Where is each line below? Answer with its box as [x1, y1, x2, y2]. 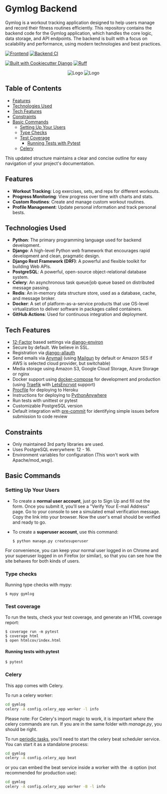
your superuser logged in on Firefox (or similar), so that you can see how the [5, 553, 162, 559]
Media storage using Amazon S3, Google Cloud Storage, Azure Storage [12, 366, 159, 372]
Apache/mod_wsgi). [12, 457, 54, 463]
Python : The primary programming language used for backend [12, 237, 142, 243]
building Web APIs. [12, 263, 51, 270]
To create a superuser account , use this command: [12, 529, 118, 535]
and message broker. [12, 295, 56, 301]
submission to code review [12, 413, 68, 420]
